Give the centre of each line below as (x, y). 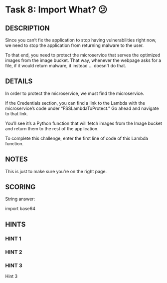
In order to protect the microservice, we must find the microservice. (75, 93)
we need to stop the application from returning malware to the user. (75, 45)
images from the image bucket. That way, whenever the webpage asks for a (83, 60)
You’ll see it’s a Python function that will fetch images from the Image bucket (84, 123)
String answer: (20, 199)
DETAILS (19, 81)
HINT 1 (13, 239)
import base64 (20, 209)
